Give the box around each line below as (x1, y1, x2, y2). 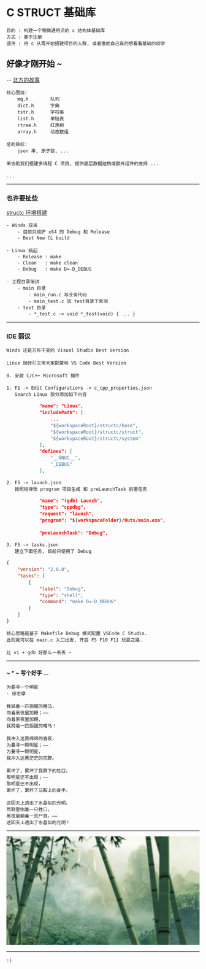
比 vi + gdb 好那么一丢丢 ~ (6, 649, 72, 655)
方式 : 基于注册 (6, 34, 42, 40)
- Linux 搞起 (6, 248, 38, 254)
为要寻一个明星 (6, 684, 39, 690)
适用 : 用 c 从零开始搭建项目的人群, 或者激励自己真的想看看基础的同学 (6, 41, 166, 47)
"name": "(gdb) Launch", (39, 498, 103, 504)
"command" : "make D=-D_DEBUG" (39, 599, 116, 605)
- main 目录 (17, 285, 46, 291)
